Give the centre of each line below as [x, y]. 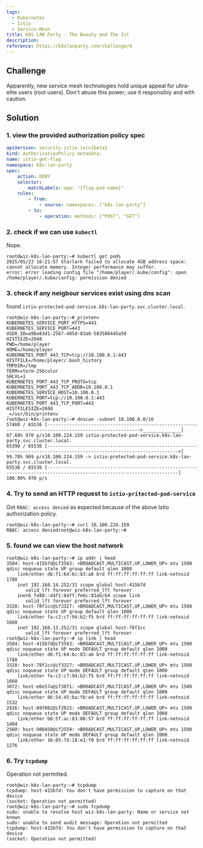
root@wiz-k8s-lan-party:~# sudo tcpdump [59, 807]
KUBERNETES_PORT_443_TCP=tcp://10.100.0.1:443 [66, 355]
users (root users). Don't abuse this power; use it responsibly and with [106, 92]
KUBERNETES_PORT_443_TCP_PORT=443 [50, 404]
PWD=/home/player [28, 344]
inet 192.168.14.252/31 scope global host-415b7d [82, 585]
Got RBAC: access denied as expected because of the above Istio [88, 507]
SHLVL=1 [16, 377]
